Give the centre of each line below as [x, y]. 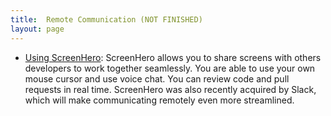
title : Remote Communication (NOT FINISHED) [106, 19]
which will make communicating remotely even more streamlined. [159, 100]
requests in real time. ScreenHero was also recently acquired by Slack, [170, 89]
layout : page [37, 29]
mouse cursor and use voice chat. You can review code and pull [157, 78]
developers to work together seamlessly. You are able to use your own [170, 68]
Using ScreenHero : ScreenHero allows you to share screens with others [173, 57]
